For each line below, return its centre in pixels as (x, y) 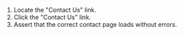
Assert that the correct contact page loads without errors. (95, 24)
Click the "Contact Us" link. (52, 17)
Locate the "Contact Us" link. (55, 10)
